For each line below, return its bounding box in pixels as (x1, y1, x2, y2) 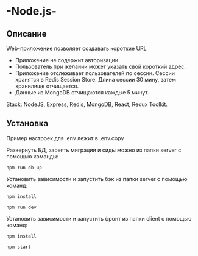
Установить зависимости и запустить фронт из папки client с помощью (6, 215, 192, 222)
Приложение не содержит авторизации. (15, 57, 120, 63)
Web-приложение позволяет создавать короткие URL (6, 44, 147, 52)
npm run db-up (6, 165, 43, 171)
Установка (6, 118, 49, 129)
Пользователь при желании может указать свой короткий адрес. (15, 63, 186, 70)
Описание (6, 29, 47, 39)
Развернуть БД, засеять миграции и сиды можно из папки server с (6, 146, 182, 154)
